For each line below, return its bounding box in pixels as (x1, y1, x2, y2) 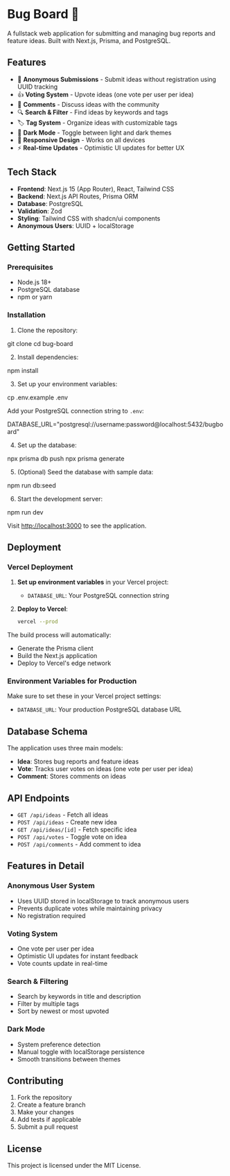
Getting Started (7, 241, 76, 253)
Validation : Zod (17, 207, 62, 215)
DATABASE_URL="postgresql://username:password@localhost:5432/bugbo (7, 420, 224, 429)
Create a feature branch (17, 1100, 86, 1109)
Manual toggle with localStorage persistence (17, 1047, 145, 1056)
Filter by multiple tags (17, 1000, 80, 1008)
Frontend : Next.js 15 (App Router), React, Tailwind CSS (17, 184, 175, 193)
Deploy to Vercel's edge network (17, 659, 112, 668)
